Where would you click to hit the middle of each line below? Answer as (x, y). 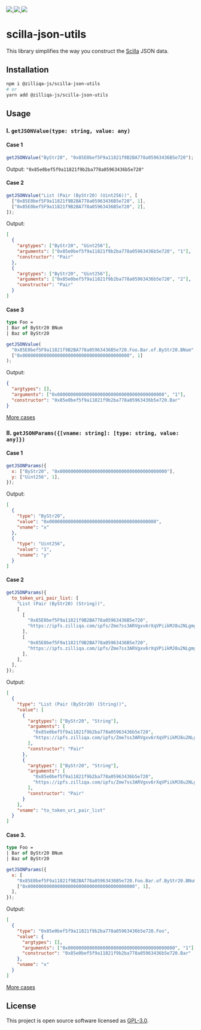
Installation (28, 70)
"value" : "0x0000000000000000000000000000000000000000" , (89, 521)
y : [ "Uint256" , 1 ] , (36, 477)
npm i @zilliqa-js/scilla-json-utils (53, 83)
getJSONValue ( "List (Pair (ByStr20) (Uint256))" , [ (72, 195)
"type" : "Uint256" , (41, 544)
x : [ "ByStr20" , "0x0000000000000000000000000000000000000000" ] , (93, 471)
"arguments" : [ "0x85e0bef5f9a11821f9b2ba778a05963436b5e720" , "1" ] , (104, 251)
